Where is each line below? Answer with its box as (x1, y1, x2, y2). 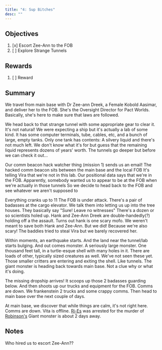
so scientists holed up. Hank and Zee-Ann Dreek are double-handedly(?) (5, 212, 150, 218)
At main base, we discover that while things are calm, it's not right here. (5, 302, 148, 309)
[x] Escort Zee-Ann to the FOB (12, 42, 73, 49)
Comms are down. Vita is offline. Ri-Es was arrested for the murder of (5, 308, 145, 314)
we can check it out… (5, 152, 48, 158)
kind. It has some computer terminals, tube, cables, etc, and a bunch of (5, 132, 147, 138)
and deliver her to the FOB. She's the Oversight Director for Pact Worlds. (5, 106, 150, 112)
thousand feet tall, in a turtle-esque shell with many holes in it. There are (5, 247, 150, 253)
